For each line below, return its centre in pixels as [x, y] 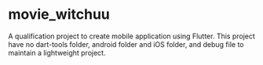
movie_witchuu [59, 14]
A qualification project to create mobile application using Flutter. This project [131, 36]
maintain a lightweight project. [57, 52]
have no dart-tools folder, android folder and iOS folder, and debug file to [126, 44]
